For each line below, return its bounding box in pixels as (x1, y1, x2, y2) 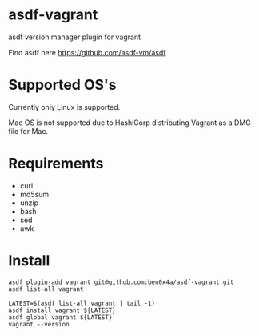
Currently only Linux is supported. (8, 102, 121, 111)
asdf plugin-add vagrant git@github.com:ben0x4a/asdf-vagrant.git (8, 278, 234, 286)
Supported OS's (8, 76, 117, 94)
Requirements (8, 155, 104, 173)
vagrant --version (8, 320, 70, 328)
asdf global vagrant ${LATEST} (8, 313, 113, 322)
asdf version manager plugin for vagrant (8, 32, 141, 42)
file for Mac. (8, 126, 48, 136)
